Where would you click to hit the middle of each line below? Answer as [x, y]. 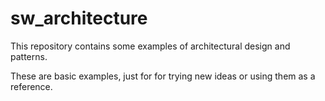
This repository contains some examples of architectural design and [150, 46]
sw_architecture [79, 18]
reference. [31, 86]
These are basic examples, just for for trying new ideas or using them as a [163, 76]
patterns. [29, 56]
